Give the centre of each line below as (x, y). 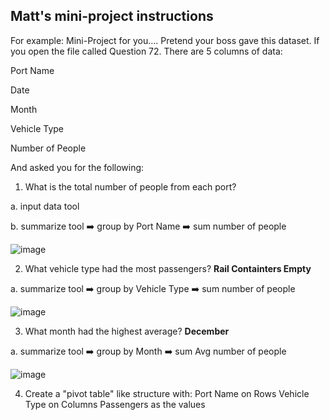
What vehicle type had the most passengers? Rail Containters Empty (168, 268)
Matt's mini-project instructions (112, 16)
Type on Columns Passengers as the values (115, 404)
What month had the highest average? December (127, 331)
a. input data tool (45, 206)
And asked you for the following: (77, 167)
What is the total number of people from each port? (130, 186)
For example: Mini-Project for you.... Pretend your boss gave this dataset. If (165, 40)
